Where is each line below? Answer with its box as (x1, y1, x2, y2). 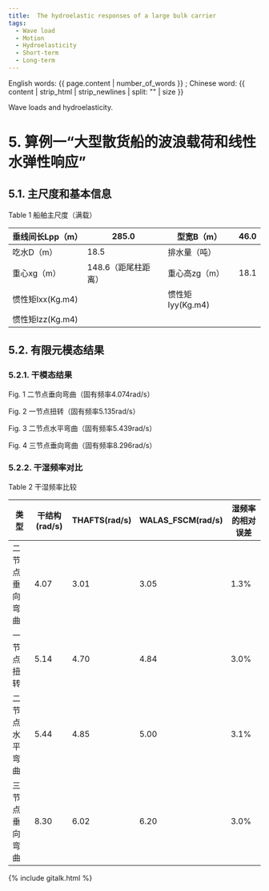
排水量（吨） (167, 246, 216, 257)
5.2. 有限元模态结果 (8, 344, 105, 357)
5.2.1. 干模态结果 (8, 369, 73, 381)
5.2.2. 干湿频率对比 (8, 462, 83, 474)
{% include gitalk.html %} (8, 873, 93, 882)
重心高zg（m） (167, 268, 224, 279)
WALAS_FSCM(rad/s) (139, 514, 223, 526)
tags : (8, 19, 26, 27)
